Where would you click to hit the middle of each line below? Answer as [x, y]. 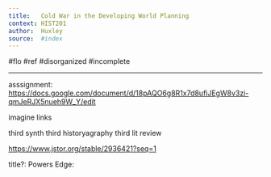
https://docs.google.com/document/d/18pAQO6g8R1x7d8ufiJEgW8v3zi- [129, 93]
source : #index [35, 38]
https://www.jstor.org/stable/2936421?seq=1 [83, 149]
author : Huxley [35, 31]
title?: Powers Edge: [41, 164]
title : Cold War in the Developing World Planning [99, 16]
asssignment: [31, 85]
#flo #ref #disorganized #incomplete [69, 61]
